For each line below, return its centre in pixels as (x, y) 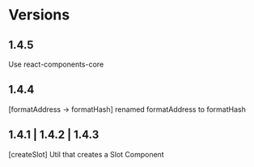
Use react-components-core (56, 64)
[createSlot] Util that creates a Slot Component (86, 154)
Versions (39, 15)
